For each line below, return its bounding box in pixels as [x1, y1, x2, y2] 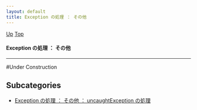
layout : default [6, 8, 46, 15]
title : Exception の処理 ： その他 [6, 14, 87, 20]
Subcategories [6, 81, 62, 91]
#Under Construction [6, 63, 57, 71]
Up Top [6, 30, 24, 37]
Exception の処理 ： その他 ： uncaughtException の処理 [14, 96, 151, 104]
